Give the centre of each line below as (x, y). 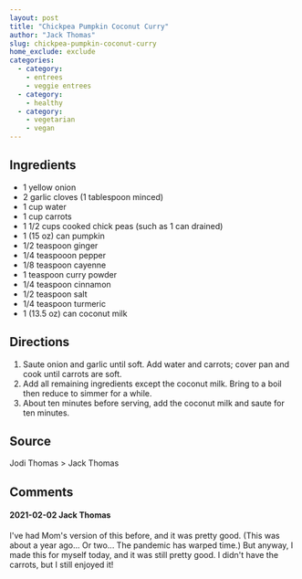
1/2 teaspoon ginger (60, 245)
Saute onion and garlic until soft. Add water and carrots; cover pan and (156, 364)
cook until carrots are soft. (72, 374)
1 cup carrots (47, 216)
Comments (42, 492)
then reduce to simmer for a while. (87, 393)
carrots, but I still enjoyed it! (62, 565)
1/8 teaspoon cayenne (64, 265)
